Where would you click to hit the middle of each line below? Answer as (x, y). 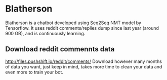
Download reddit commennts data (60, 49)
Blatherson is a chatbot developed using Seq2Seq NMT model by (73, 23)
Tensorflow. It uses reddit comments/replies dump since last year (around (82, 28)
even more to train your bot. (34, 72)
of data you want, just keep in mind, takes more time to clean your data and (84, 66)
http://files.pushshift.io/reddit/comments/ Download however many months (83, 61)
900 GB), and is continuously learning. (45, 33)
